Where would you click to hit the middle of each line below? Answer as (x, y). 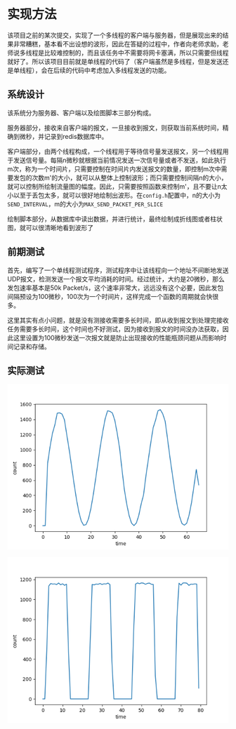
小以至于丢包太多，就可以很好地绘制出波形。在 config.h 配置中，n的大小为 (114, 195)
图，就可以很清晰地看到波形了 (50, 227)
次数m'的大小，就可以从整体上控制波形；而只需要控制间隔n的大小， (129, 178)
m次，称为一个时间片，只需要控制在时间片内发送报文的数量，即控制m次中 (114, 168)
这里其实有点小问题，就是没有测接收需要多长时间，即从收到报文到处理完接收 (118, 320)
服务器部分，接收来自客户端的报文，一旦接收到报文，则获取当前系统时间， (115, 128)
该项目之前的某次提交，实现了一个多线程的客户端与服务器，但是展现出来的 (115, 35)
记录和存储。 (32, 346)
